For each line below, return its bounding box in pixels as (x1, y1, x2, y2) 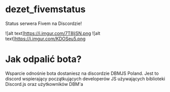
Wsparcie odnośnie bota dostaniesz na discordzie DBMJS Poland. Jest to (5, 70, 159, 76)
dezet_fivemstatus (5, 4, 86, 15)
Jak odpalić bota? (5, 53, 82, 65)
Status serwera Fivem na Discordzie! (5, 20, 82, 26)
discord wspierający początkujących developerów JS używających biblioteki (5, 75, 165, 82)
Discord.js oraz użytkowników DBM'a (5, 81, 83, 87)
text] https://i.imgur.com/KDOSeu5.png (5, 36, 86, 42)
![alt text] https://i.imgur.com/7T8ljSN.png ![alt (5, 30, 100, 36)
